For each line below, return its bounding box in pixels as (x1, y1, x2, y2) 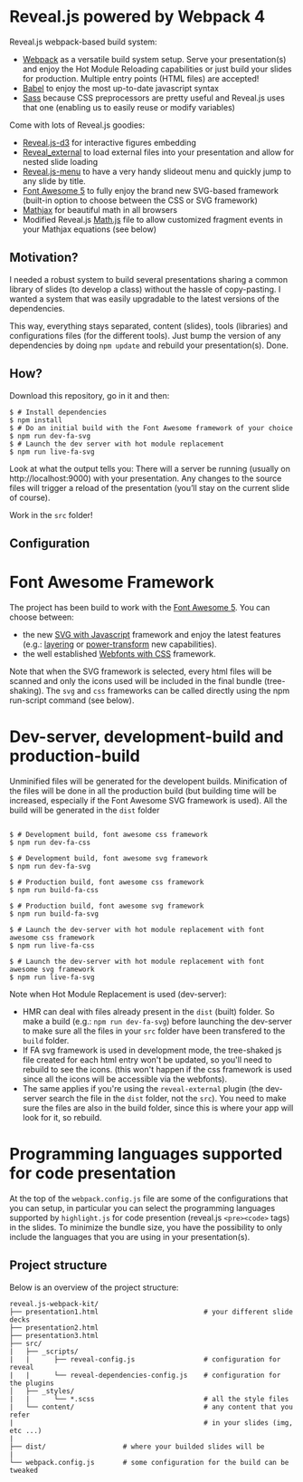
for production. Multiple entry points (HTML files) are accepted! (22, 72, 260, 83)
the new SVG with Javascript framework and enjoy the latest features (22, 629, 281, 640)
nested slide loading (22, 156, 99, 167)
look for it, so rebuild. (22, 1111, 102, 1122)
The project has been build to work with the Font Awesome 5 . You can (9, 601, 270, 612)
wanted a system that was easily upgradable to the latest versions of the (9, 293, 279, 304)
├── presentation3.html (9, 1331, 99, 1340)
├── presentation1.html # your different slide (9, 1307, 294, 1316)
